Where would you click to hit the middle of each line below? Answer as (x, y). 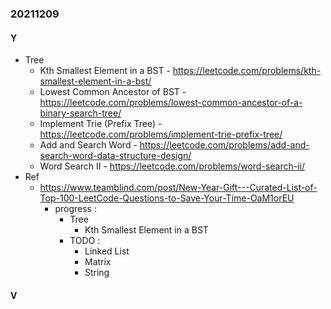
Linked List (107, 251)
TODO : (85, 241)
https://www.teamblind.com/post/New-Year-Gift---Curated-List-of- (178, 188)
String (97, 273)
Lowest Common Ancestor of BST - (113, 92)
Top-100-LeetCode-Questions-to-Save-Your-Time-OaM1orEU (167, 198)
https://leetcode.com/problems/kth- (247, 71)
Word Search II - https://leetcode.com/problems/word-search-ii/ (172, 166)
